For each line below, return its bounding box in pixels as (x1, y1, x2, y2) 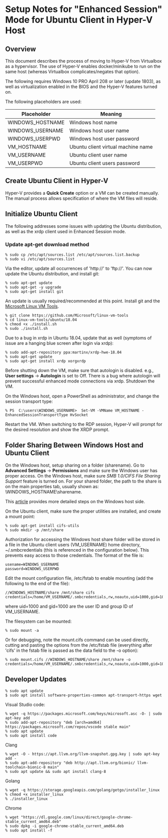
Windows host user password (69, 135, 139, 142)
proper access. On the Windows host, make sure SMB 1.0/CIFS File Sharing (5, 473, 161, 479)
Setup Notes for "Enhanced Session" (5, 4, 162, 15)
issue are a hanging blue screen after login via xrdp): (5, 340, 114, 346)
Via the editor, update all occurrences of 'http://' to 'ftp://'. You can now (5, 265, 152, 271)
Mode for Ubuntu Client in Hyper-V (5, 14, 153, 26)
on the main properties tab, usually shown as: (5, 483, 99, 489)
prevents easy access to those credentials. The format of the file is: (5, 552, 144, 558)
